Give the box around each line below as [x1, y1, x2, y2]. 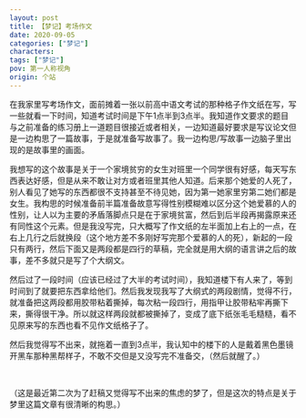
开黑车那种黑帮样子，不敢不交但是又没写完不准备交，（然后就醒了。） [9, 350, 265, 361]
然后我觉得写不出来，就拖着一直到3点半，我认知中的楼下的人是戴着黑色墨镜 [9, 339, 294, 350]
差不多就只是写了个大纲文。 [25, 254, 129, 265]
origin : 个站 [9, 73, 56, 82]
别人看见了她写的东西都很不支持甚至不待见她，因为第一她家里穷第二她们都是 [9, 186, 297, 197]
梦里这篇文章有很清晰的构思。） [9, 398, 126, 410]
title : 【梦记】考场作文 [9, 22, 93, 31]
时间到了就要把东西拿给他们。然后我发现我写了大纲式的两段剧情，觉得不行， [9, 285, 297, 296]
